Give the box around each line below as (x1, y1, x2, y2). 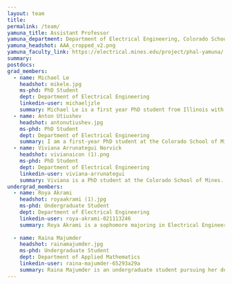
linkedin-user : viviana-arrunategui (19, 170, 126, 177)
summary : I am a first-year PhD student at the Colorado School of (19, 139, 217, 145)
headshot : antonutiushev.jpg (19, 119, 104, 126)
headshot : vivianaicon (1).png (19, 151, 110, 159)
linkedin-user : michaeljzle (19, 100, 100, 107)
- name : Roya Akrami (13, 190, 72, 196)
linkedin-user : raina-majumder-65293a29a (19, 260, 140, 267)
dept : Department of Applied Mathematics (19, 254, 140, 261)
